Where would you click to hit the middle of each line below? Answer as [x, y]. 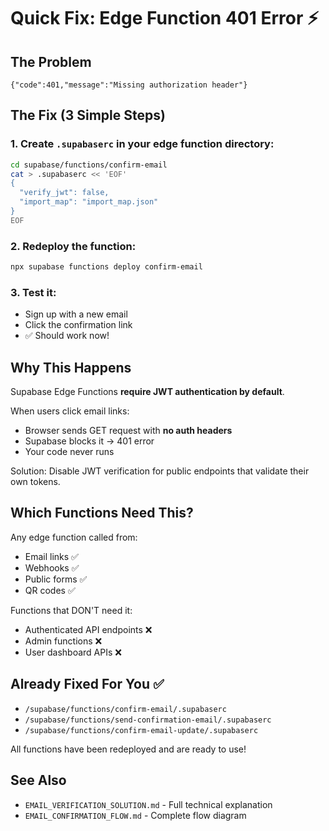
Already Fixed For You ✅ [87, 684]
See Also [38, 780]
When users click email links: [70, 411]
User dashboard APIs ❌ [73, 652]
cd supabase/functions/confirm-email [89, 165]
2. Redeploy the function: [73, 246]
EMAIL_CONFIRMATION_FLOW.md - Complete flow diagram [135, 815]
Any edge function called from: [74, 537]
